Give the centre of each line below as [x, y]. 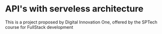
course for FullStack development [39, 27]
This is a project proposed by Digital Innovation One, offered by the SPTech [81, 22]
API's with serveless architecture [74, 9]
